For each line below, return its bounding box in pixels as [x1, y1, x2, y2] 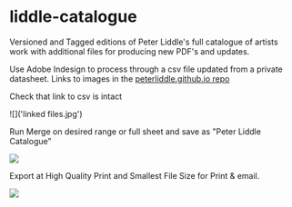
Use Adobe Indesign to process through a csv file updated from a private [9, 64, 284, 74]
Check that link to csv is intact [9, 91, 123, 102]
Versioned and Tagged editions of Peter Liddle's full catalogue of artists [9, 36, 279, 47]
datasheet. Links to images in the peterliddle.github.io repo [9, 73, 230, 84]
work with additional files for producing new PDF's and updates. [9, 45, 250, 56]
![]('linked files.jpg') [9, 108, 84, 119]
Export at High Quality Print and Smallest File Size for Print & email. [9, 170, 260, 181]
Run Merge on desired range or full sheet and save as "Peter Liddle [9, 125, 262, 137]
